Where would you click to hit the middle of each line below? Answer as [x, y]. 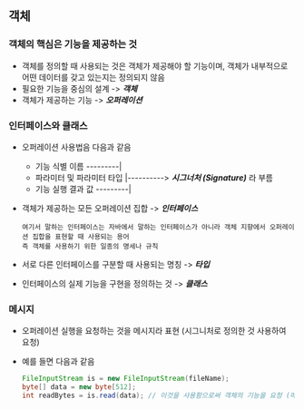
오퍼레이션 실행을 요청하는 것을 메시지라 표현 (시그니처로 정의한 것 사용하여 [154, 331]
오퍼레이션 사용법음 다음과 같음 [76, 147]
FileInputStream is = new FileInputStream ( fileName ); [125, 379]
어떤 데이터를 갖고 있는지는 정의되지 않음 [93, 77]
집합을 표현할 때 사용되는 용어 [81, 237]
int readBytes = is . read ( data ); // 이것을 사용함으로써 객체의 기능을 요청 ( [156, 396]
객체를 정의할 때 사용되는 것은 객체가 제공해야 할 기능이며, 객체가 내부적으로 [155, 65]
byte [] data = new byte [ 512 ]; [79, 387]
